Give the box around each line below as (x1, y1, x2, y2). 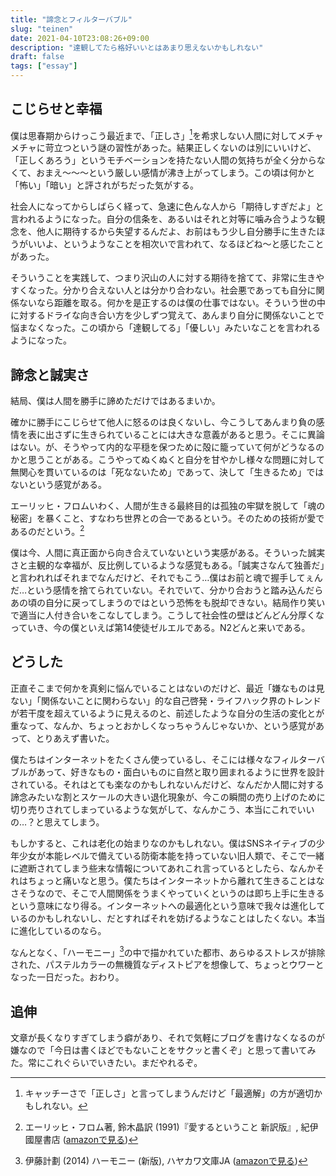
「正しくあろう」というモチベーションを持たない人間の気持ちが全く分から (10, 154, 317, 166)
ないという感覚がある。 (10, 479, 107, 491)
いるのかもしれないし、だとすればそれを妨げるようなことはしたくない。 (10, 912, 308, 924)
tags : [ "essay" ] (10, 61, 78, 71)
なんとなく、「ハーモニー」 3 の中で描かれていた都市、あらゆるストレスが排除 (10, 944, 326, 958)
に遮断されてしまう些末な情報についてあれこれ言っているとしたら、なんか (10, 862, 317, 874)
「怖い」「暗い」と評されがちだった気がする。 (10, 179, 199, 191)
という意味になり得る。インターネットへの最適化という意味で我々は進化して (10, 899, 326, 911)
